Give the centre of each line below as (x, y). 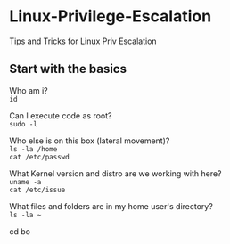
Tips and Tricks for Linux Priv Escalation (83, 41)
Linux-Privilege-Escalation (111, 16)
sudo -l (24, 124)
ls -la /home (33, 149)
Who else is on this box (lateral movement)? (90, 141)
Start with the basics (68, 69)
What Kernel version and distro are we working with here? (115, 173)
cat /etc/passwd (39, 157)
